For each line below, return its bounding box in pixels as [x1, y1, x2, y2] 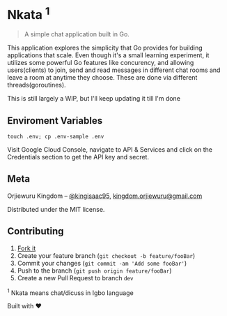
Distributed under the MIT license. [7, 205, 105, 213]
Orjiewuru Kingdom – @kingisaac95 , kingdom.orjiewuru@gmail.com [7, 192, 203, 200]
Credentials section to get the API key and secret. [7, 153, 150, 161]
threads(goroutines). [7, 81, 66, 89]
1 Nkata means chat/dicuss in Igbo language [7, 287, 134, 297]
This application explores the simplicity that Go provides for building [7, 43, 203, 52]
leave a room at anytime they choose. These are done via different [7, 73, 198, 82]
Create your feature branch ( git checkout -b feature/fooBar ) [17, 251, 196, 259]
